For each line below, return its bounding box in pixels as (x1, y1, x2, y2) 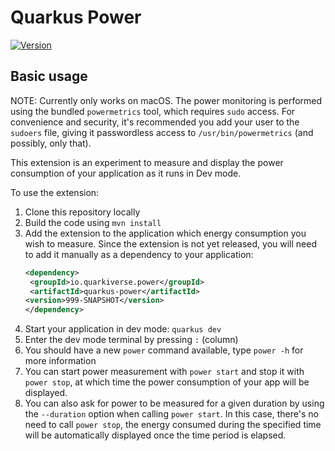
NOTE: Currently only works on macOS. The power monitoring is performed (10, 94, 323, 106)
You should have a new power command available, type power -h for (24, 344, 304, 356)
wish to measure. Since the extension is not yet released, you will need (24, 237, 317, 250)
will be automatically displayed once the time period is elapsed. (24, 429, 287, 441)
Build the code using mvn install (24, 216, 162, 228)
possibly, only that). (10, 137, 92, 149)
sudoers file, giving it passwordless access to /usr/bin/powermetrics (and (10, 126, 314, 138)
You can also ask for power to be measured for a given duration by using (24, 397, 325, 410)
